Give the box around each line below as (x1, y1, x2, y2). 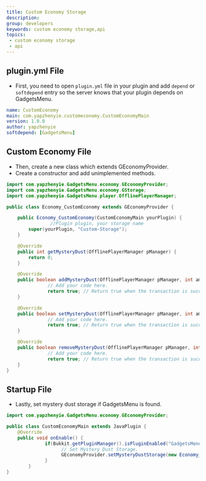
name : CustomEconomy (6, 107, 59, 113)
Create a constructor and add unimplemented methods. (15, 169, 156, 176)
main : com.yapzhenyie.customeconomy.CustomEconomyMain (6, 113, 150, 119)
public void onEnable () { (17, 434, 84, 441)
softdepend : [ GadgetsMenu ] (6, 130, 75, 136)
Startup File (6, 384, 52, 395)
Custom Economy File (6, 146, 92, 157)
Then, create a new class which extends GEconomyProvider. (15, 163, 169, 170)
